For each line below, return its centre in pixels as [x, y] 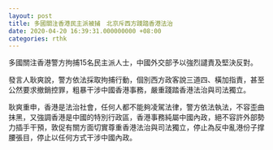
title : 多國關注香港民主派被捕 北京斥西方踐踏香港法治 [91, 24]
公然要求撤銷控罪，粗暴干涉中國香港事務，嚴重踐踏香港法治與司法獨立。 [129, 90]
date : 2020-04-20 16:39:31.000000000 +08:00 [85, 31]
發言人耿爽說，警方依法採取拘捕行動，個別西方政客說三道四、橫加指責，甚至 [136, 80]
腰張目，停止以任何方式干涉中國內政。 [72, 138]
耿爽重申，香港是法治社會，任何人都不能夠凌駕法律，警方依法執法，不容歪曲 [136, 107]
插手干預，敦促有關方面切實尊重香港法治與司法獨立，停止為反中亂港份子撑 [140, 127]
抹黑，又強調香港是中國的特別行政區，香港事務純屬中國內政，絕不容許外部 [133, 118]
